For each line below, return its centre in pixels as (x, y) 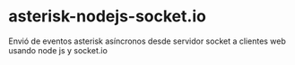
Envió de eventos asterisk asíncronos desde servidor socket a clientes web (147, 41)
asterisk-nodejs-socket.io (108, 16)
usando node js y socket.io (58, 50)
